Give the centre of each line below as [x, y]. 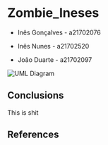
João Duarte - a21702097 [55, 59]
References [33, 135]
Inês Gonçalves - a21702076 [59, 32]
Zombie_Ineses [53, 13]
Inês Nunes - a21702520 [53, 46]
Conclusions [36, 95]
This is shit [23, 112]
